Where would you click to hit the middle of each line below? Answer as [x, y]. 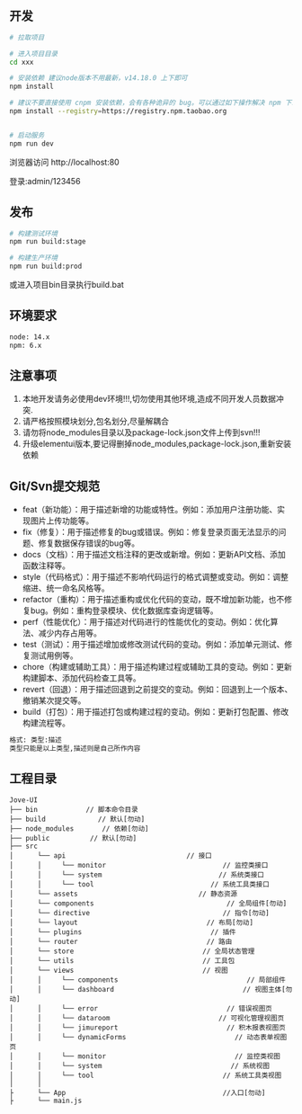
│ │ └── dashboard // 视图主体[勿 [151, 989]
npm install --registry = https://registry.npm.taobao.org [118, 111]
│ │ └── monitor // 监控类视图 [145, 1056]
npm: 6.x [26, 345]
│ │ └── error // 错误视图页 [141, 1008]
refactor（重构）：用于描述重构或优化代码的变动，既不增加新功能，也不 [153, 600]
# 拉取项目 [27, 37]
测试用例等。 [54, 655]
